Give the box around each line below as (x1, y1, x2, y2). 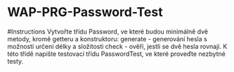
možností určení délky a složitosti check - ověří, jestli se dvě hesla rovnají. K (7, 42, 228, 50)
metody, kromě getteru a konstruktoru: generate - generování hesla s (7, 34, 207, 43)
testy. (7, 57, 24, 65)
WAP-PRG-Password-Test (7, 4, 163, 20)
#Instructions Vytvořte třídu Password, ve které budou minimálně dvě (7, 27, 209, 36)
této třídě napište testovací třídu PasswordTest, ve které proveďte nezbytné (7, 50, 226, 58)
